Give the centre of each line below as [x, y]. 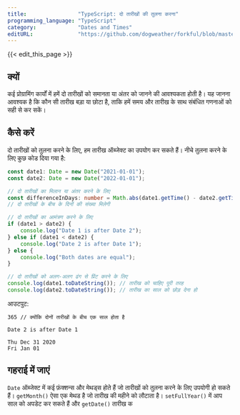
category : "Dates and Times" [70, 27]
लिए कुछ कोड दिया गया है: [37, 158]
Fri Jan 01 [24, 348]
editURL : [20, 34]
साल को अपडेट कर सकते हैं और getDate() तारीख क [70, 404]
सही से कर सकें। [27, 110]
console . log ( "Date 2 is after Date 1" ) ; [81, 244]
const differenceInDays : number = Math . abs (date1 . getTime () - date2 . [113, 198]
